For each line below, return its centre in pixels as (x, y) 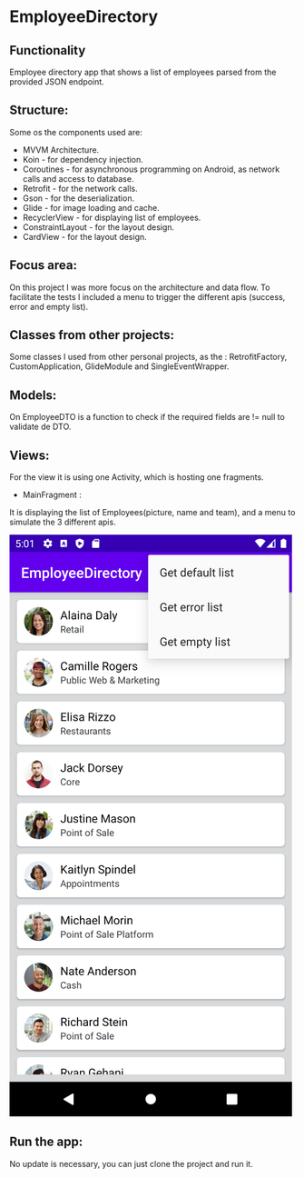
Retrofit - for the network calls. (80, 188)
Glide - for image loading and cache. (91, 207)
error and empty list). (49, 306)
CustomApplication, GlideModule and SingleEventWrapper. (119, 366)
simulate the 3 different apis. (63, 522)
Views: (29, 455)
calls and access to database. (78, 178)
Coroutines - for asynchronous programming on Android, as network (151, 169)
